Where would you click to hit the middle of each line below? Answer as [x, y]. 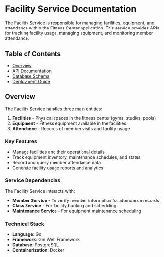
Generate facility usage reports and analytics [58, 168]
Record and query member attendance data [56, 162]
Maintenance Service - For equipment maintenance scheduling [77, 211]
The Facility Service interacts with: [40, 191]
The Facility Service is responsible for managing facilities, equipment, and [80, 23]
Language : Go [27, 234]
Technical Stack [25, 224]
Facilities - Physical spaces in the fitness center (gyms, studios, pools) [84, 118]
